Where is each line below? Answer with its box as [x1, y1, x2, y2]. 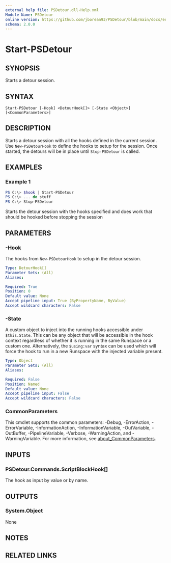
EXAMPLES [5, 163, 42, 172]
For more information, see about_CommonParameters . [42, 436, 156, 442]
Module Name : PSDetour [5, 12, 53, 17]
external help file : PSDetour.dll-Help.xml [5, 7, 99, 13]
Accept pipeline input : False [5, 391, 70, 396]
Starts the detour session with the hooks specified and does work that [5, 208, 153, 215]
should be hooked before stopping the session [5, 214, 103, 220]
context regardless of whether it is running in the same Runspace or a [5, 337, 152, 344]
